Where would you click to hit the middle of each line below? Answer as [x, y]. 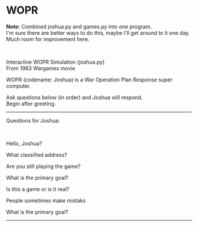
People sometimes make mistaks [46, 200]
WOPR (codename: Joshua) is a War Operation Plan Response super [89, 80]
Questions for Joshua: [33, 120]
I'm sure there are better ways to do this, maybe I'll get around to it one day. [98, 32]
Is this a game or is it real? [38, 189]
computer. [19, 85]
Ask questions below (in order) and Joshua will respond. [75, 97]
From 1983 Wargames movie [41, 68]
